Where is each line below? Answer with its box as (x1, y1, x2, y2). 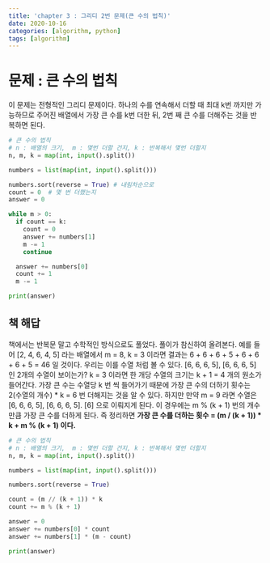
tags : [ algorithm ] (8, 34, 70, 43)
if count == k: (15, 218, 67, 226)
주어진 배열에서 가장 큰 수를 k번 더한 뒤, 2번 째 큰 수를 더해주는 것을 (36, 110, 249, 120)
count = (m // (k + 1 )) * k (8, 495, 103, 504)
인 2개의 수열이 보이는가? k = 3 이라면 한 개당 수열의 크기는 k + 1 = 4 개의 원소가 (8, 370, 262, 379)
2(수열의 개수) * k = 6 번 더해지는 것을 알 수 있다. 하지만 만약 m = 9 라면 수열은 (8, 390, 257, 400)
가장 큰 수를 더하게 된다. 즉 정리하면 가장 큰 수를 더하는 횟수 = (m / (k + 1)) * (23, 410, 262, 420)
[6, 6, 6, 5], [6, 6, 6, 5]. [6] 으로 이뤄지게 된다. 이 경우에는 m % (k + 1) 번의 (8, 400, 246, 409)
